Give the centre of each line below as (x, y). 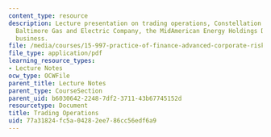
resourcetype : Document (48, 106)
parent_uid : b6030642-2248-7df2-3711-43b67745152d (95, 98)
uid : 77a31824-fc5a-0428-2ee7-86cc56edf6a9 (83, 121)
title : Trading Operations (54, 114)
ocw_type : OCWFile (39, 76)
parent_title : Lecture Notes (57, 83)
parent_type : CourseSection (56, 91)
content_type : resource (48, 16)
